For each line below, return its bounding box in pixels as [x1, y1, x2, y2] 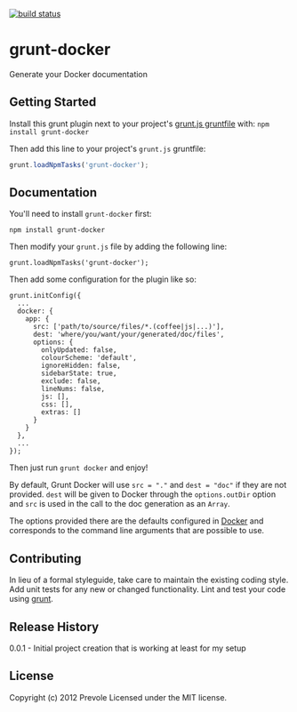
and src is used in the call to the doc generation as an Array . [9, 499, 231, 509]
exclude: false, [41, 377, 101, 386]
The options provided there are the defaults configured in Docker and [9, 516, 264, 526]
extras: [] [41, 408, 82, 417]
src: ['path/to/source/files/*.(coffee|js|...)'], [32, 323, 225, 332]
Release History [9, 619, 100, 635]
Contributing [9, 551, 82, 566]
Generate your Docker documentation [9, 68, 148, 79]
